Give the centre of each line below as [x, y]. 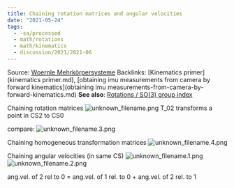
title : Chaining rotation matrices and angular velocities [95, 14]
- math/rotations [39, 40]
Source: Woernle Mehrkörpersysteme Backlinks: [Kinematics [95, 72]
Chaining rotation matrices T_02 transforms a [110, 108]
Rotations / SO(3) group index [150, 94]
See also [91, 94]
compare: [21, 129]
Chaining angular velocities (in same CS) [66, 156]
